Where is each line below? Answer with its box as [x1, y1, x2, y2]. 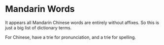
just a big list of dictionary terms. [5, 24, 72, 30]
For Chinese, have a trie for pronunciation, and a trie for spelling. [5, 34, 136, 40]
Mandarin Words [5, 3, 75, 15]
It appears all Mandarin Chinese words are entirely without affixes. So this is [5, 20, 159, 25]
